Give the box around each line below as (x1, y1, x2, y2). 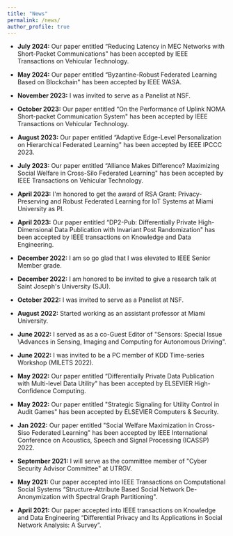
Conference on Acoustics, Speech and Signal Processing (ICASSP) (17, 436, 209, 445)
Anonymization (17, 493, 61, 501)
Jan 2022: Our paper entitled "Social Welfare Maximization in (17, 421, 194, 429)
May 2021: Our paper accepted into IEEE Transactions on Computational (17, 478, 226, 487)
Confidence (17, 387, 51, 395)
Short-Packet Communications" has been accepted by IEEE (17, 49, 188, 58)
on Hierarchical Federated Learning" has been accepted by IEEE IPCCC (17, 141, 223, 149)
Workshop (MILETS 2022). (17, 358, 94, 367)
